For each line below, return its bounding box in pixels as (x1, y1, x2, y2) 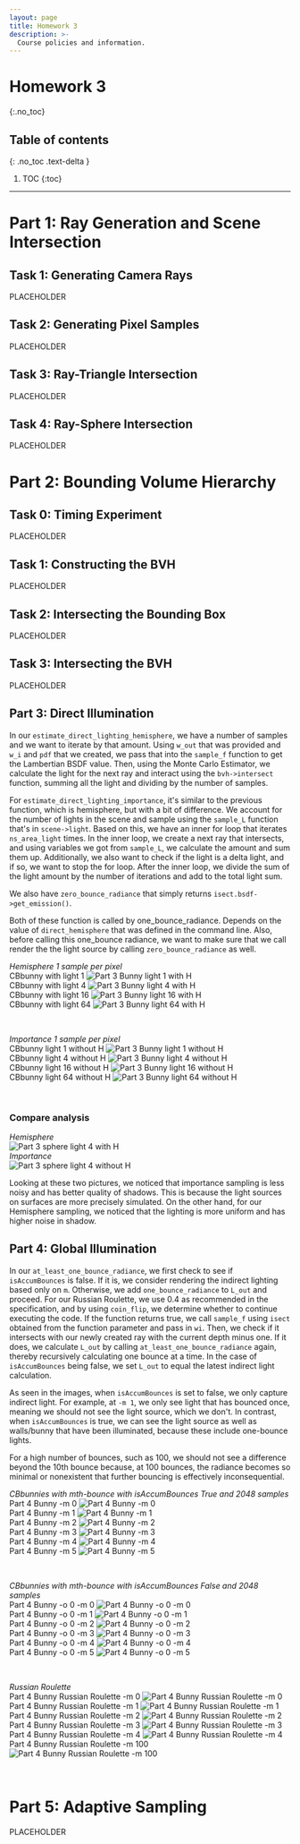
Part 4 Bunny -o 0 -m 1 (9, 1609, 94, 1619)
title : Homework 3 (9, 21, 78, 30)
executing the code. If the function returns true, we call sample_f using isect (9, 1312, 290, 1323)
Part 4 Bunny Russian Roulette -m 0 (9, 1691, 141, 1702)
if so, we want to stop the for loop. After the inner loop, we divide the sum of (9, 861, 290, 872)
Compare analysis (9, 1111, 90, 1123)
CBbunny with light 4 (9, 979, 87, 990)
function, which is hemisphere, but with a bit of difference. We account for (9, 804, 283, 815)
